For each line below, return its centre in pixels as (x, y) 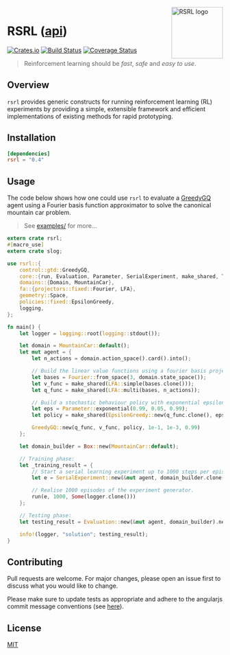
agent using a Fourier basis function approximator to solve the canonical (109, 205)
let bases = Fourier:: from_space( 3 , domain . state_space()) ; (119, 377)
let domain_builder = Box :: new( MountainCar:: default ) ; (99, 446)
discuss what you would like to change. (63, 586)
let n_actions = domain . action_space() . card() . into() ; (112, 359)
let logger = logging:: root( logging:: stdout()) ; (90, 333)
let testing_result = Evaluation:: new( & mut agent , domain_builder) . (119, 522)
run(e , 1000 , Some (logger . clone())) (84, 497)
